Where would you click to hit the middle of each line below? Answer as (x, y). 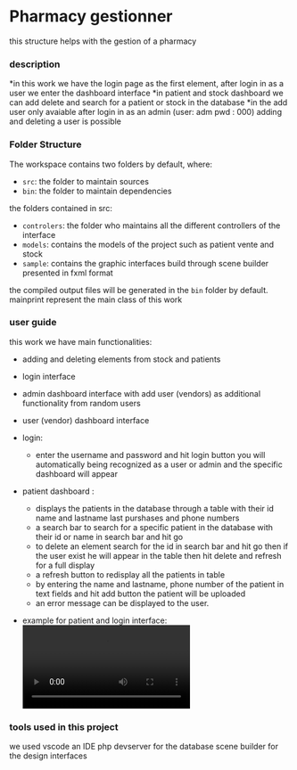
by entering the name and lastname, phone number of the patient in (160, 584)
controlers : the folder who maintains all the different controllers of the (151, 225)
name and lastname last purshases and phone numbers (137, 518)
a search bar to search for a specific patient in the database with (154, 527)
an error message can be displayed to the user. (122, 602)
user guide (33, 323)
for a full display (65, 565)
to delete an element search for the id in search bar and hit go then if (161, 546)
